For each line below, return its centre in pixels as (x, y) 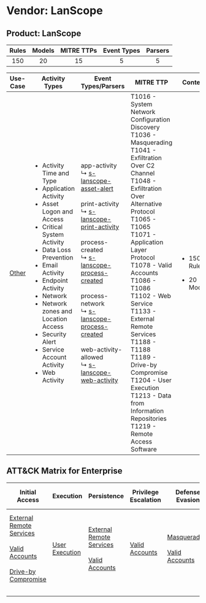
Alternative (147, 204)
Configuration (151, 119)
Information (147, 411)
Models (43, 51)
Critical (52, 227)
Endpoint (55, 281)
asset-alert (97, 189)
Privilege (146, 492)
